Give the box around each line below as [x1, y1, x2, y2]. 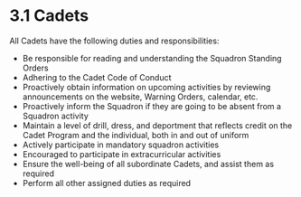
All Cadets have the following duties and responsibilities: [9, 35, 220, 46]
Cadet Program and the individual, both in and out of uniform [22, 129, 249, 140]
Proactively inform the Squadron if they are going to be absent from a [22, 100, 282, 111]
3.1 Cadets [9, 5, 89, 26]
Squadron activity [22, 110, 89, 121]
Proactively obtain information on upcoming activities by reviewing [22, 81, 271, 92]
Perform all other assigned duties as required [22, 177, 192, 188]
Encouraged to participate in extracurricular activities [22, 148, 221, 159]
